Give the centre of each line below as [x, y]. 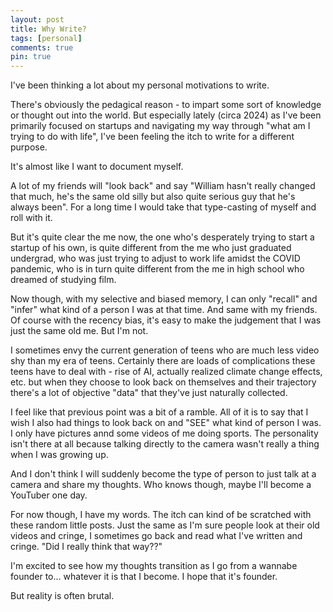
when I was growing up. [59, 455]
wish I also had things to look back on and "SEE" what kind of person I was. [166, 423]
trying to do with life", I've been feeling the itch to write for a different [152, 137]
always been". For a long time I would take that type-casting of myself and [163, 207]
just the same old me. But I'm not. [79, 331]
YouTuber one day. [49, 495]
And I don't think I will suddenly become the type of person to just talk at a [163, 474]
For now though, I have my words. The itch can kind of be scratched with [161, 515]
